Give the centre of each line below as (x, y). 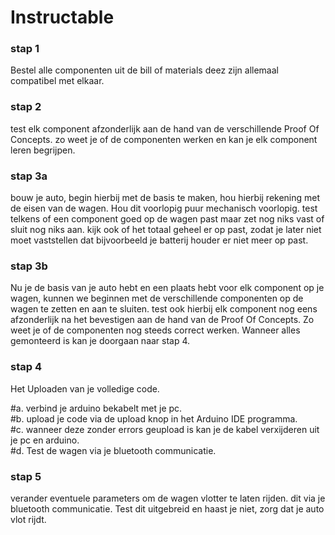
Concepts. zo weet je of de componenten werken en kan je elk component (164, 139)
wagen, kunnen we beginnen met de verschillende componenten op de (157, 298)
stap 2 (26, 107)
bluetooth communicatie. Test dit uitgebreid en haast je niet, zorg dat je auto (167, 508)
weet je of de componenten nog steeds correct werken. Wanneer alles (155, 330)
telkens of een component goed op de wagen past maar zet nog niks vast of (167, 219)
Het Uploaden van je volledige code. (85, 388)
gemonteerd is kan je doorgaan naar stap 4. (100, 341)
